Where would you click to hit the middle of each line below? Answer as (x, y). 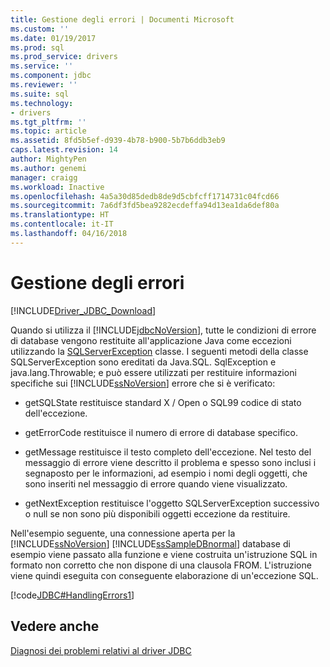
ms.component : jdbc (51, 76)
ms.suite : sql (40, 94)
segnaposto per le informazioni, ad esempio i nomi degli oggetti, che (166, 473)
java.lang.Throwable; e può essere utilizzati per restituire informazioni (153, 372)
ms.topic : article (48, 131)
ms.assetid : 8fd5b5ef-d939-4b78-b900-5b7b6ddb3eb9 (118, 141)
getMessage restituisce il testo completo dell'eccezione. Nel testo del (168, 452)
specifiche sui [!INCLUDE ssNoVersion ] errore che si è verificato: (143, 383)
